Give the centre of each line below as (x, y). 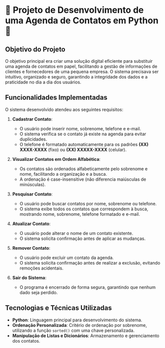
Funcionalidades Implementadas (56, 97)
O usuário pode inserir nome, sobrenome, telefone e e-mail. (80, 128)
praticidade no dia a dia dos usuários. (43, 82)
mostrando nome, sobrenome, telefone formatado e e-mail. (80, 214)
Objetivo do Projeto (35, 49)
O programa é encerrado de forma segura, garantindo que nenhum (88, 287)
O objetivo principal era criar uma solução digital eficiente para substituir (79, 61)
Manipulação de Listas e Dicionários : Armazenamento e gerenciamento (86, 336)
